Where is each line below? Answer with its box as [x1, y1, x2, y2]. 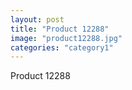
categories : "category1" [10, 42, 114, 53]
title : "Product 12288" [10, 24, 110, 34]
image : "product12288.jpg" [10, 33, 123, 43]
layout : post [10, 14, 65, 25]
